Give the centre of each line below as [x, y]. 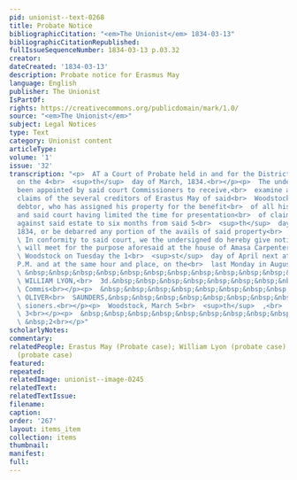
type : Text [29, 133]
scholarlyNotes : [39, 330]
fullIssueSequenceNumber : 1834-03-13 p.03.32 [94, 50]
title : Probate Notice [51, 26]
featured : [27, 363]
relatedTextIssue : [43, 396]
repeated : [27, 372]
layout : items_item [45, 429]
